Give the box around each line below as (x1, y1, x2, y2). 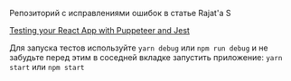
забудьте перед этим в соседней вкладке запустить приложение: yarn (9, 52, 283, 62)
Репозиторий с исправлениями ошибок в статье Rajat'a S (9, 8, 231, 18)
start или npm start (9, 62, 85, 72)
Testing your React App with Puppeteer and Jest (9, 25, 190, 35)
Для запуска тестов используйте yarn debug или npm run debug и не (9, 42, 268, 53)
